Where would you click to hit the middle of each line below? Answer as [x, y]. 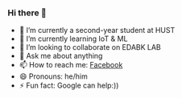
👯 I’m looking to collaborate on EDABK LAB [90, 47]
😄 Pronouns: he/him [53, 76]
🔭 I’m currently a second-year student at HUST [97, 31]
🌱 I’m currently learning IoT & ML [73, 39]
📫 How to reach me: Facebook [71, 65]
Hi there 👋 [27, 13]
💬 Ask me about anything [61, 56]
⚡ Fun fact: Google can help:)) [69, 86]
